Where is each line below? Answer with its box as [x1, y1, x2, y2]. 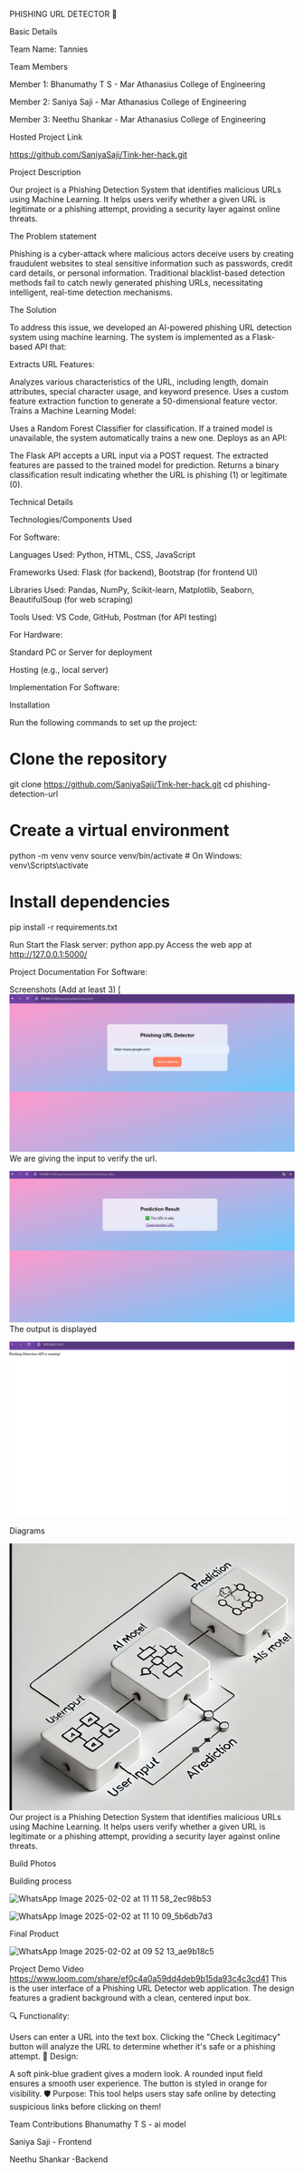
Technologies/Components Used [9, 514, 133, 525]
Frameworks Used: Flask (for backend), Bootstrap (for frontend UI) [9, 567, 258, 578]
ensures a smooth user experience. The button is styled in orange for [9, 2078, 268, 2089]
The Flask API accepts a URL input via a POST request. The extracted [9, 450, 269, 461]
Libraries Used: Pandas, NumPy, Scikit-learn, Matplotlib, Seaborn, [9, 585, 255, 595]
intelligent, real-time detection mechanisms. [9, 287, 174, 297]
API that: [34, 341, 67, 352]
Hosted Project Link [9, 131, 83, 142]
